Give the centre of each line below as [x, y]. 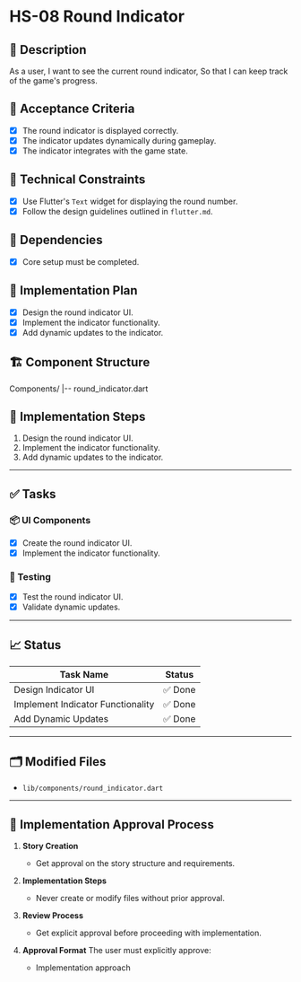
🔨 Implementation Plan [73, 290]
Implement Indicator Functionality [84, 705]
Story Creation [50, 846]
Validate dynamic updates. [71, 607]
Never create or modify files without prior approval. [130, 899]
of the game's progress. [54, 81]
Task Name [84, 675]
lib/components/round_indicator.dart [93, 789]
